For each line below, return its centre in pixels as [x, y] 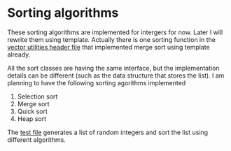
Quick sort [32, 111]
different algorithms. [37, 139]
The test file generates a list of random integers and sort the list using [108, 132]
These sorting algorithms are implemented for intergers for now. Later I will [115, 32]
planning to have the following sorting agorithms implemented [97, 82]
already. [19, 55]
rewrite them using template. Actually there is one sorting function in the [111, 39]
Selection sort [37, 96]
